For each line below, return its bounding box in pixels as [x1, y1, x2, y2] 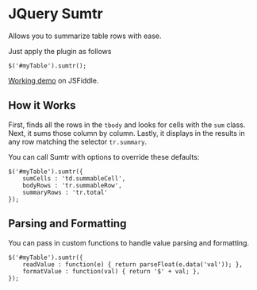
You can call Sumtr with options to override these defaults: [8, 152, 200, 161]
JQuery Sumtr [8, 5, 103, 23]
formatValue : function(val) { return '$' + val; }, [22, 267, 201, 275]
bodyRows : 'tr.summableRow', [22, 181, 123, 189]
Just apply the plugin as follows [8, 46, 112, 56]
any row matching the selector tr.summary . [8, 137, 148, 146]
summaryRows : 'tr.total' [22, 188, 109, 196]
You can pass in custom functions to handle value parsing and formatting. [8, 238, 250, 247]
